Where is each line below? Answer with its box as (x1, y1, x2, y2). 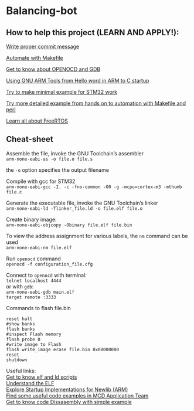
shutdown (6, 356, 28, 363)
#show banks (6, 321, 35, 327)
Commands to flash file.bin (6, 304, 72, 311)
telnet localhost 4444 (6, 277, 62, 284)
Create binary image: (6, 216, 57, 223)
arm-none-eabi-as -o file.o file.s (6, 156, 93, 162)
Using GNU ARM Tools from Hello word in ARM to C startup (6, 77, 149, 84)
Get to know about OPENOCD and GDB (6, 66, 101, 73)
